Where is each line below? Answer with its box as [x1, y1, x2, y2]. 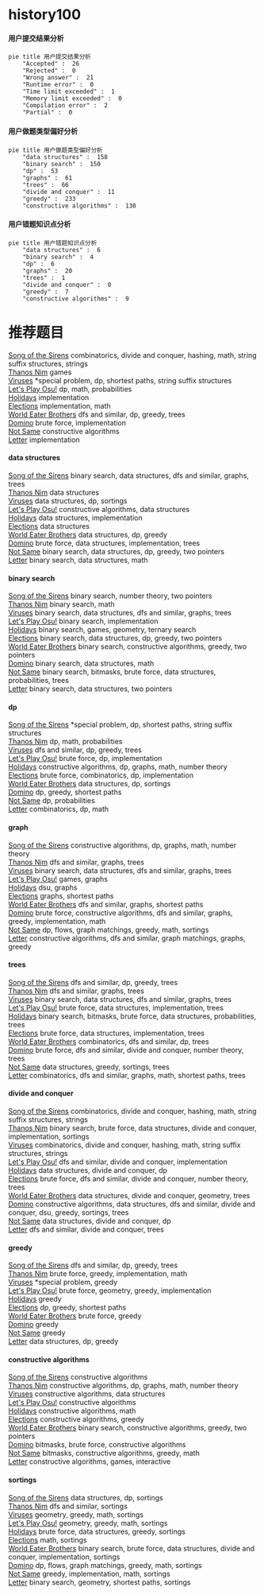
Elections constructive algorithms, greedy [8, 1415, 144, 1424]
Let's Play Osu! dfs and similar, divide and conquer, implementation [8, 1157, 228, 1166]
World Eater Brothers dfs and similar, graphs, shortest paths [8, 899, 204, 909]
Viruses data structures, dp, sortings [8, 495, 128, 506]
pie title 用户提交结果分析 [8, 53, 91, 61]
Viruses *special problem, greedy [8, 1278, 118, 1287]
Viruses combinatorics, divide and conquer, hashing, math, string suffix [8, 1139, 241, 1150]
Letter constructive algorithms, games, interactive [8, 1457, 171, 1466]
